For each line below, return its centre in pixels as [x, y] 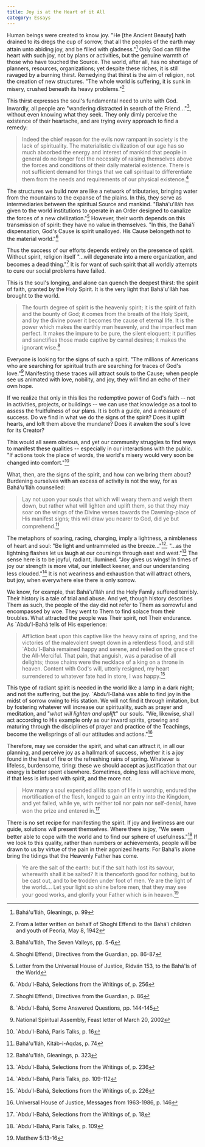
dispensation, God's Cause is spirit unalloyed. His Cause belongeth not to [99, 231]
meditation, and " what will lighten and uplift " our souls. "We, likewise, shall [100, 714]
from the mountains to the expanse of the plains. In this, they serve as [94, 198]
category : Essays [29, 18]
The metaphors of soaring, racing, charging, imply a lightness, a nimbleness [102, 538]
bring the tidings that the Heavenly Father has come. [73, 856]
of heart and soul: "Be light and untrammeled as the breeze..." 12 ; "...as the [99, 545]
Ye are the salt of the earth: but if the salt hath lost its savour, [98, 868]
